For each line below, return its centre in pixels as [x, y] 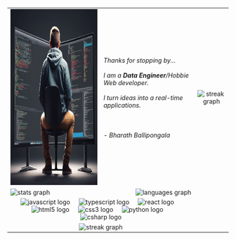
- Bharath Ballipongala [137, 135]
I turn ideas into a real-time [143, 97]
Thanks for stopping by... [139, 60]
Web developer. [126, 82]
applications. [122, 105]
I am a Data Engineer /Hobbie [146, 75]
